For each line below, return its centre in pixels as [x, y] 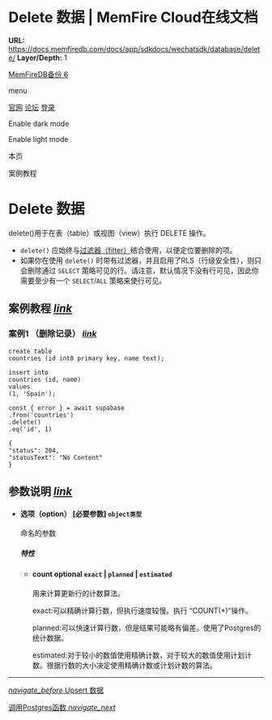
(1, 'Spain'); [32, 394]
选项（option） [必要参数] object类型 [81, 513]
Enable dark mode [39, 123]
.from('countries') [41, 415]
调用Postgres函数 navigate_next [62, 707]
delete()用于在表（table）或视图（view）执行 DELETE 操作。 [109, 233]
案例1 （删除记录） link [53, 334]
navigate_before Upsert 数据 [56, 690]
